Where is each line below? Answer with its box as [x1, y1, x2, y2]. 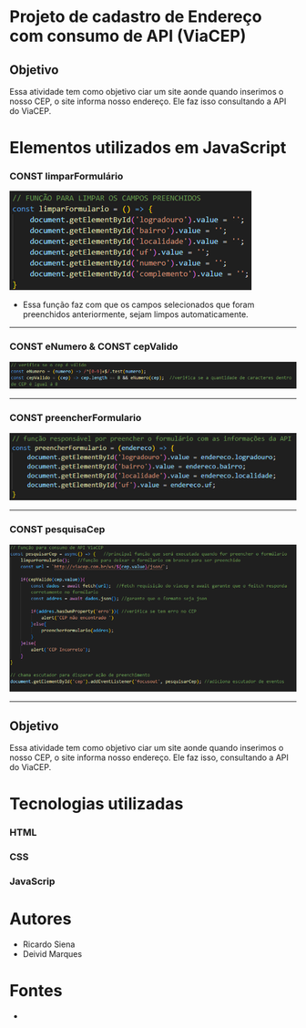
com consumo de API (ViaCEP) [9, 26, 247, 46]
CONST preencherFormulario [9, 412, 142, 425]
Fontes [9, 981, 63, 1002]
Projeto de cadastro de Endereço [9, 6, 262, 27]
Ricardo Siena [22, 939, 76, 950]
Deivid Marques [22, 948, 83, 959]
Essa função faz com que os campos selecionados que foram [22, 299, 255, 311]
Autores [9, 909, 72, 930]
